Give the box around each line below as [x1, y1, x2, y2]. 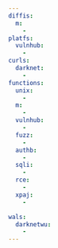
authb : [15, 146, 37, 154]
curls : [8, 57, 30, 65]
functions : [8, 79, 44, 87]
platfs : [8, 34, 34, 43]
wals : [8, 213, 26, 221]
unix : [15, 86, 34, 95]
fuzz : [15, 131, 34, 139]
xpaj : [15, 190, 34, 199]
